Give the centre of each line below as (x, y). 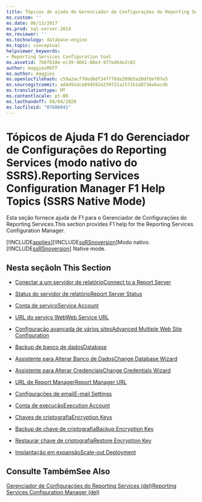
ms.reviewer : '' (26, 34)
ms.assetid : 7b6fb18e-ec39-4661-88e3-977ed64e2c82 (71, 62)
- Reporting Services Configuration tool (59, 57)
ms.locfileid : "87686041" (38, 107)
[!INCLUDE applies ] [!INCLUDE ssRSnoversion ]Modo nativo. (78, 243)
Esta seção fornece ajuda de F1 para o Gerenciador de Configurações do (97, 218)
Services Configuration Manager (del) (53, 492)
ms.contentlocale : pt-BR (37, 96)
